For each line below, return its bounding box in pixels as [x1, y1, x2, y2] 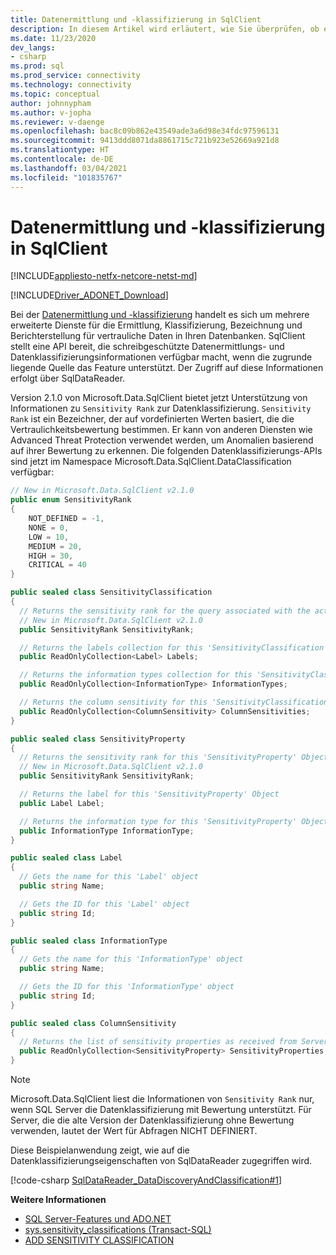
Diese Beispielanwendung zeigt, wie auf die [10, 1144, 190, 1156]
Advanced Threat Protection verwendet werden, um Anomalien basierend [10, 434, 314, 446]
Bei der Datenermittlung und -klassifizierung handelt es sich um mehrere [10, 309, 310, 321]
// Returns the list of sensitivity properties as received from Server [19, 1037, 329, 1047]
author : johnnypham [10, 98, 92, 108]
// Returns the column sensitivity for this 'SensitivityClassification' [19, 697, 333, 708]
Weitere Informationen [10, 1194, 107, 1206]
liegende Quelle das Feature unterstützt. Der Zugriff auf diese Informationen [10, 362, 324, 374]
